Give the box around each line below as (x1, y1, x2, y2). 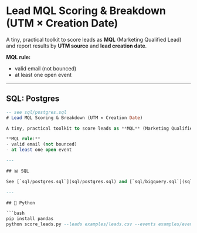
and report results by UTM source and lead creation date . (6, 42, 147, 49)
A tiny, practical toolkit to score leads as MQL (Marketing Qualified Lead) (6, 36, 182, 43)
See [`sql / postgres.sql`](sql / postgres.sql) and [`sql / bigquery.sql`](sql (6, 178, 193, 184)
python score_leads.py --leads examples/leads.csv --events (6, 221, 157, 227)
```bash (6, 210, 25, 217)
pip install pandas (6, 216, 54, 222)
